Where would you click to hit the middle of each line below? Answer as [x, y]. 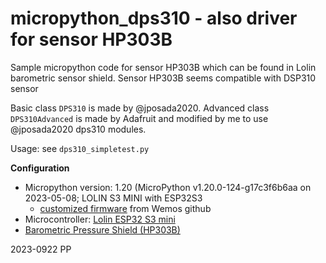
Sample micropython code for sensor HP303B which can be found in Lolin [163, 67]
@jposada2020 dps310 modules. [78, 129]
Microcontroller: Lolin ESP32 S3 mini [100, 219]
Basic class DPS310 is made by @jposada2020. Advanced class [140, 108]
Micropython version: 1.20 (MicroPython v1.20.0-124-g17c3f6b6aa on [168, 187]
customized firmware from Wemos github [125, 208]
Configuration [40, 168]
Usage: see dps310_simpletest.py [80, 148]
